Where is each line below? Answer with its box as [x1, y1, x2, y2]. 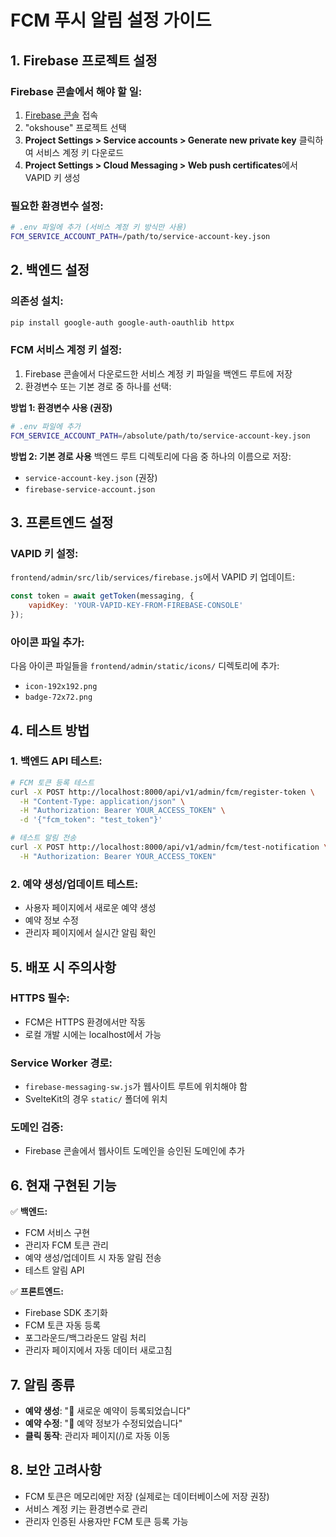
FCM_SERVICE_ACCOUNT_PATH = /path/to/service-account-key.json [10, 232, 271, 242]
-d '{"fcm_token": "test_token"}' [19, 815, 163, 825]
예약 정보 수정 [24, 914, 79, 926]
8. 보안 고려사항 [10, 1462, 102, 1479]
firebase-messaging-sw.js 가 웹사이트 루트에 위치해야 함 [24, 1081, 248, 1093]
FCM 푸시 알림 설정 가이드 [10, 9, 212, 32]
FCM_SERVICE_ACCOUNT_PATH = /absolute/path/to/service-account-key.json [10, 431, 311, 441]
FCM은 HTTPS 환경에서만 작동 [24, 1016, 147, 1028]
